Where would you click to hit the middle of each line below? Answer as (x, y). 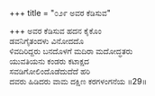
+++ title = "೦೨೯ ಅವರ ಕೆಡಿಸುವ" (60, 13)
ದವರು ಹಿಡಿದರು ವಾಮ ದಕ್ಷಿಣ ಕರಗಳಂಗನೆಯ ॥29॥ (78, 81)
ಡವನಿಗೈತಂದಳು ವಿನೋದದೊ (46, 41)
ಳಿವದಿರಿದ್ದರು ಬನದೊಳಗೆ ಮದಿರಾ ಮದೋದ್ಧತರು (71, 51)
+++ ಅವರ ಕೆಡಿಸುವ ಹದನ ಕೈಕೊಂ (55, 31)
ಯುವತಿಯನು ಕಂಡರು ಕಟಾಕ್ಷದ (50, 61)
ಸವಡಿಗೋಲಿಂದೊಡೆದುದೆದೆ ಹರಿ (50, 71)
